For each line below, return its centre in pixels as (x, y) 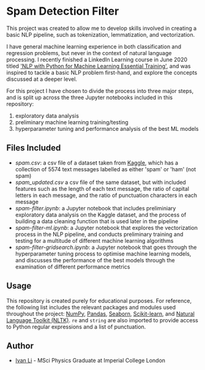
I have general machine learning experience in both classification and (94, 46)
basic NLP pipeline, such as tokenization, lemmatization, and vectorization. (101, 34)
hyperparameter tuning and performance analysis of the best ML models (107, 128)
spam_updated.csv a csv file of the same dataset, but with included (101, 182)
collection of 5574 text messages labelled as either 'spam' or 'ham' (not (106, 169)
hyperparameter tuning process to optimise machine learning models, (103, 253)
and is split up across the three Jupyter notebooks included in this (90, 97)
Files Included (34, 148)
